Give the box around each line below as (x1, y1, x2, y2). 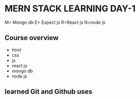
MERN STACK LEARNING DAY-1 (4, 3, 136, 14)
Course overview (4, 34, 59, 42)
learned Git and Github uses (4, 88, 93, 96)
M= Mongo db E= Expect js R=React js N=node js (4, 19, 106, 25)
